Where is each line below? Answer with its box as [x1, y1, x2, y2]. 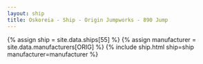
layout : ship [7, 10, 45, 17]
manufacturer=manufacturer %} [7, 50, 99, 58]
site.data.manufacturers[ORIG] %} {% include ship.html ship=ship [7, 43, 195, 51]
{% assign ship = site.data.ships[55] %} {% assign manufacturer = [7, 35, 197, 43]
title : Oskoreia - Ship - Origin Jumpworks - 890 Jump [7, 17, 168, 23]
